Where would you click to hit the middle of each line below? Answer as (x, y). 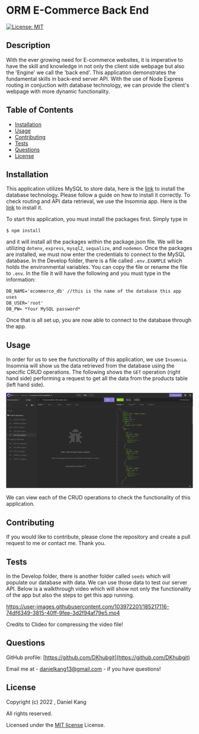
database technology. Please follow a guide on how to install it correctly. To (98, 195)
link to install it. (24, 208)
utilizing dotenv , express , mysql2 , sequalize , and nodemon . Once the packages (99, 248)
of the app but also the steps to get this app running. (70, 595)
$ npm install (24, 231)
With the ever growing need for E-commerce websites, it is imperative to (95, 59)
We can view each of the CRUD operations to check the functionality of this (98, 498)
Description (28, 45)
